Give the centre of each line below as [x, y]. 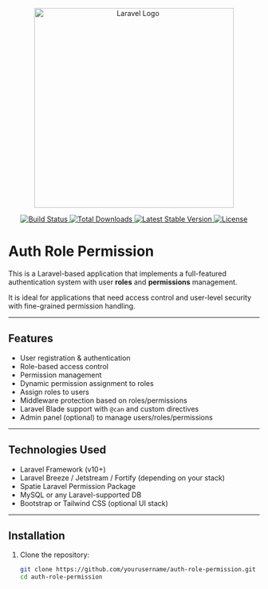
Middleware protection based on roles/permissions [103, 400]
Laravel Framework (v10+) [63, 469]
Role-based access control [64, 366]
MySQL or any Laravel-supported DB [81, 495]
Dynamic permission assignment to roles [87, 383]
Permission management [61, 375]
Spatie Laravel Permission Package [78, 486]
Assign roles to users [54, 392]
